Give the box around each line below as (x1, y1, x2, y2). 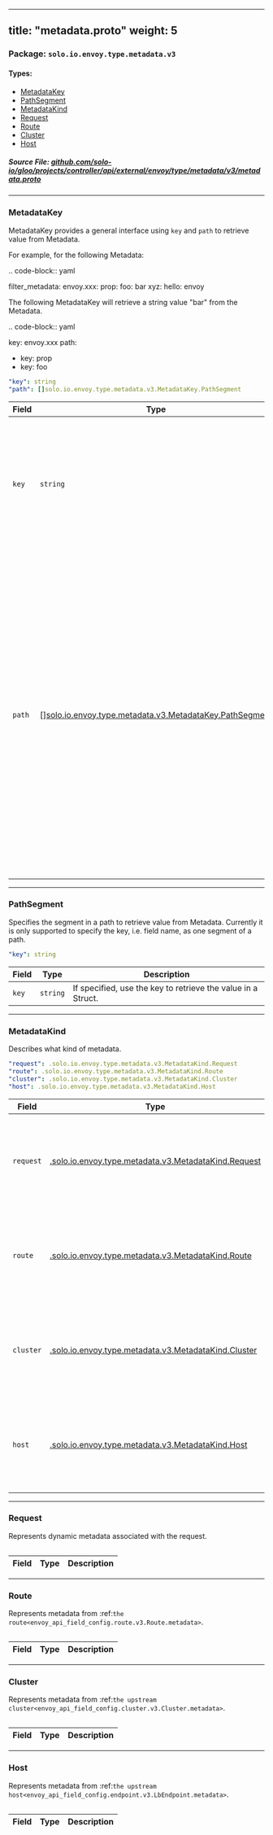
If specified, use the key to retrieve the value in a (72, 982, 258, 994)
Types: (8, 68, 32, 78)
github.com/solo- (50, 157, 112, 167)
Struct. (72, 992, 99, 1003)
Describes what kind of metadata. (8, 1044, 122, 1054)
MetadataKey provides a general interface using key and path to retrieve (8, 225, 249, 235)
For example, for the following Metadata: (8, 250, 145, 260)
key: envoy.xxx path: (8, 337, 77, 347)
